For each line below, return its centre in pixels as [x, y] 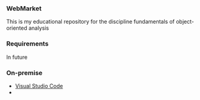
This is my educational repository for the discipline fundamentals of [90, 22]
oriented [17, 28]
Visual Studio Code [39, 85]
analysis [39, 28]
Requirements [28, 44]
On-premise [25, 73]
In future [17, 57]
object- [185, 22]
